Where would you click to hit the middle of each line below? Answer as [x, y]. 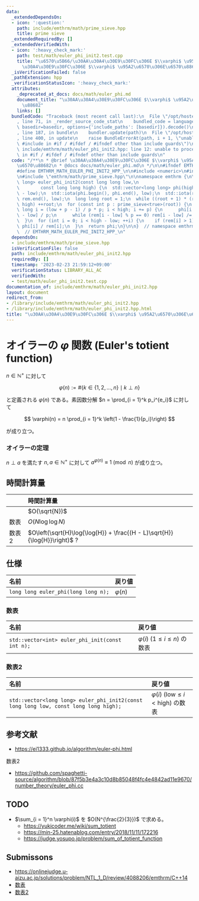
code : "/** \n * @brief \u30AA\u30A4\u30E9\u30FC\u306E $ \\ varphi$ [95, 160]
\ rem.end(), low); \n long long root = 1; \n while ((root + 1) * [102, 199]
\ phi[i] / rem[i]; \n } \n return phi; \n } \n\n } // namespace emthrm [106, 226]
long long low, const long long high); [65, 706]
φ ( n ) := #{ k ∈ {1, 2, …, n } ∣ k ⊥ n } [99, 388]
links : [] [29, 111]
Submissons [30, 857]
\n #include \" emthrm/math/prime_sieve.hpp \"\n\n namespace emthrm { [102, 177]
